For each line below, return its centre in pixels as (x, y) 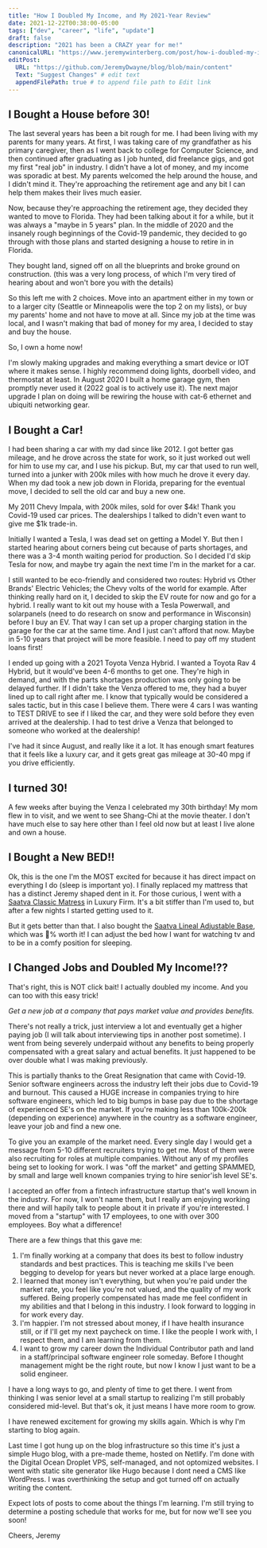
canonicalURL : (32, 53)
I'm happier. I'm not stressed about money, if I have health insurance (132, 1323)
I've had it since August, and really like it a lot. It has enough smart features (131, 746)
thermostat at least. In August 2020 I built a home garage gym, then (119, 379)
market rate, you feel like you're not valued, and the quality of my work (135, 1289)
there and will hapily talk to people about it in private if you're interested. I (128, 1208)
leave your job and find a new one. (65, 1126)
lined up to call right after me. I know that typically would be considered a (128, 697)
